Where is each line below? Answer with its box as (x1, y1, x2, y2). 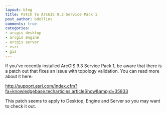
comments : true (5, 21, 37, 26)
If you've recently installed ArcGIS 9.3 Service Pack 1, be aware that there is (5, 63, 162, 69)
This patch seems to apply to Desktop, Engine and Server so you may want (5, 98, 160, 104)
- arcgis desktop (5, 30, 42, 35)
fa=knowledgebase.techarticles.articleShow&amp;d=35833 (5, 88, 128, 94)
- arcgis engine (5, 35, 39, 40)
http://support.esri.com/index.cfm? (5, 83, 78, 89)
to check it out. (5, 103, 37, 109)
